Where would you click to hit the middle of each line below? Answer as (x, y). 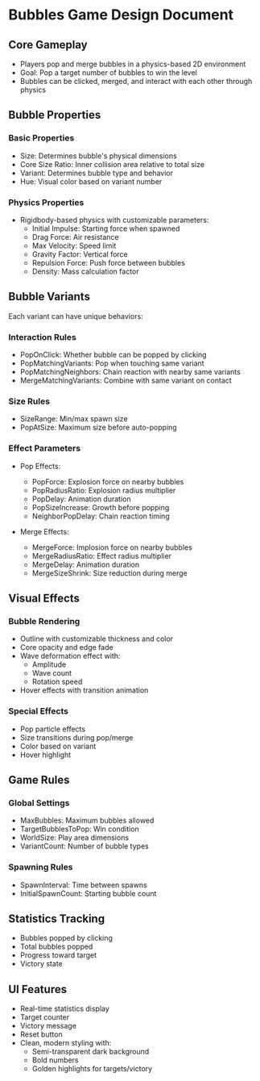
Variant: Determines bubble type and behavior (96, 173)
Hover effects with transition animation (84, 690)
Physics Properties (46, 202)
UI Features (37, 989)
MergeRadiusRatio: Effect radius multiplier (101, 555)
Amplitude (49, 664)
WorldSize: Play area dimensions (74, 838)
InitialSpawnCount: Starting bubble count (88, 893)
